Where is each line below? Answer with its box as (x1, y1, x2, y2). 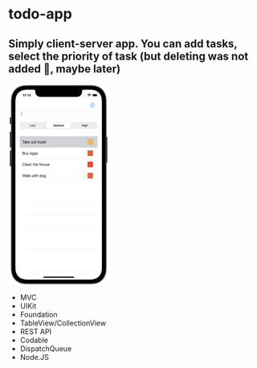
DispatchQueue (19, 344, 72, 354)
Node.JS (19, 353, 50, 362)
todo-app (8, 5, 72, 23)
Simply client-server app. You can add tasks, (8, 37, 238, 51)
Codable (19, 335, 48, 345)
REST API (19, 327, 52, 336)
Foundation (19, 310, 58, 319)
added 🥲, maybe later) (8, 62, 121, 76)
